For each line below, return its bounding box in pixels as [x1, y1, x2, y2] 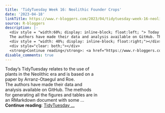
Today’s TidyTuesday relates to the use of [5, 66, 90, 72]
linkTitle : [5, 16, 27, 21]
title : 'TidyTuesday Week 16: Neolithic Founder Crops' [5, 7, 122, 12]
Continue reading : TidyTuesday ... [5, 102, 75, 108]
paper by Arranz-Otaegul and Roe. [5, 76, 75, 82]
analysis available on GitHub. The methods [5, 87, 92, 93]
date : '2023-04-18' [5, 12, 45, 17]
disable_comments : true [5, 52, 54, 58]
